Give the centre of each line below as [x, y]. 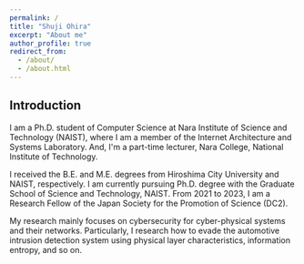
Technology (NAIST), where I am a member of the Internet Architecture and [151, 137]
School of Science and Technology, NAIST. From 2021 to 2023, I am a [140, 193]
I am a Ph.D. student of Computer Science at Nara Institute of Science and [148, 127]
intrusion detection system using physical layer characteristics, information [150, 240]
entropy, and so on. [46, 249]
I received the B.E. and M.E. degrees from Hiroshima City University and [144, 174]
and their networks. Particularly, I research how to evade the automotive [145, 230]
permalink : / [34, 18]
